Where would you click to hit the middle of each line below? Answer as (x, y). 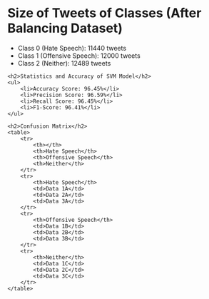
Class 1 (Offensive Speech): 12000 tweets (79, 56)
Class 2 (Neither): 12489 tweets (64, 63)
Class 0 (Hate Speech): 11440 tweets (72, 48)
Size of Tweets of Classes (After (104, 13)
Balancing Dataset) (65, 28)
